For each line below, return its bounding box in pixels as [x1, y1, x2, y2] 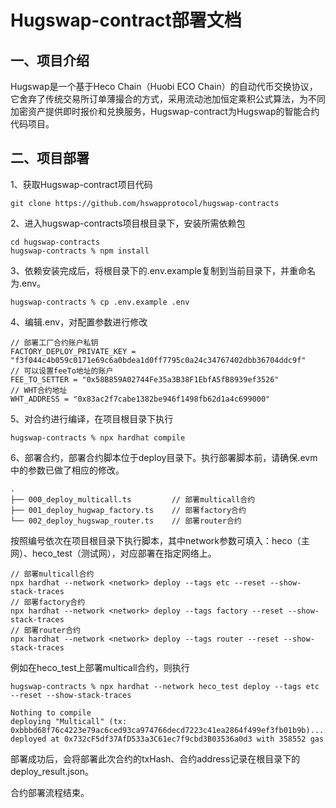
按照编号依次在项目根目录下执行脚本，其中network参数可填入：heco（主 [10, 534, 310, 546]
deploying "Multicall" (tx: [10, 716, 128, 726]
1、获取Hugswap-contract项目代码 [10, 178, 153, 190]
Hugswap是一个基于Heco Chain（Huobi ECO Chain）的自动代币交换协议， [10, 81, 318, 92]
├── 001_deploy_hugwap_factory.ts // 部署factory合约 [10, 505, 247, 515]
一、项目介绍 [10, 52, 90, 69]
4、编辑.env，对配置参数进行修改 [10, 316, 148, 328]
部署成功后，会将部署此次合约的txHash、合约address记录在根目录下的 [10, 752, 301, 765]
